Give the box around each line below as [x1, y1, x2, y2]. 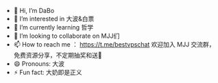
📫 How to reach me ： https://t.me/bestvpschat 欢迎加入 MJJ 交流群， [13, 40, 215, 48]
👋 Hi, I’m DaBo [13, 7, 55, 14]
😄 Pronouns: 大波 [13, 60, 65, 68]
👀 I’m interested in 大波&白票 [13, 14, 95, 23]
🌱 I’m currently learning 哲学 [13, 23, 94, 31]
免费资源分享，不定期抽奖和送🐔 [13, 51, 102, 59]
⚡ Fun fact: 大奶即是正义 [13, 69, 82, 76]
